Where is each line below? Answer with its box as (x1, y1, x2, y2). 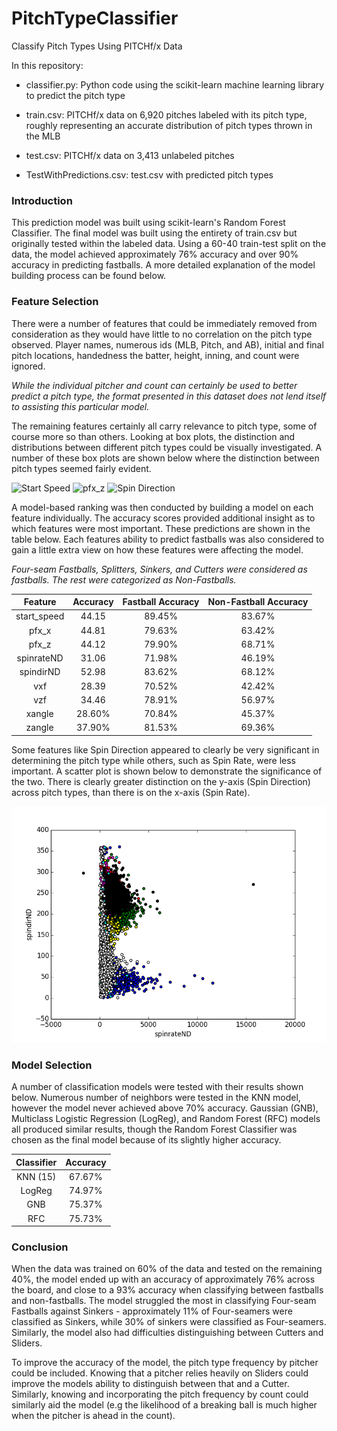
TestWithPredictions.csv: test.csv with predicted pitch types (25, 168, 274, 181)
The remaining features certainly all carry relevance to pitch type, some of (11, 420, 318, 432)
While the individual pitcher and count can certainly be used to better (11, 379, 298, 391)
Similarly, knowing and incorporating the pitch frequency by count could (11, 1388, 309, 1401)
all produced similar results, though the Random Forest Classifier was (11, 1123, 298, 1136)
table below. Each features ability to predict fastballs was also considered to (11, 533, 325, 545)
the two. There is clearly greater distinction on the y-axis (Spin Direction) (11, 775, 311, 787)
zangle (25, 722, 54, 734)
